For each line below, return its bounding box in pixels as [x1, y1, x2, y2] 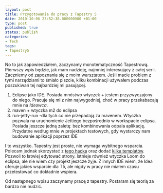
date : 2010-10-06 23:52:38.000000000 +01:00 [5, 16, 97, 21]
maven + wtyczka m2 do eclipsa [12, 107, 77, 113]
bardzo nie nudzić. [5, 183, 43, 189]
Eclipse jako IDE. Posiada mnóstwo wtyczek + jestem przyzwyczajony [12, 91, 153, 98]
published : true [5, 25, 38, 30]
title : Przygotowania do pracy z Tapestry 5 [5, 12, 97, 17]
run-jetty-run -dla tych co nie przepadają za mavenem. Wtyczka [12, 112, 141, 118]
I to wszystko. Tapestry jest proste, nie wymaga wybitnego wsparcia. [5, 143, 144, 149]
